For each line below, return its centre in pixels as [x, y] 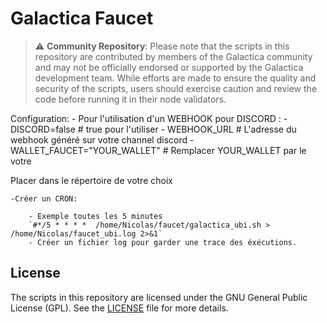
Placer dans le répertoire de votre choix [91, 180]
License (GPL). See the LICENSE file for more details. [119, 308]
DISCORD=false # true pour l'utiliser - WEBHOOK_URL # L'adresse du [153, 129]
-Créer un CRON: [44, 198]
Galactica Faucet [82, 18]
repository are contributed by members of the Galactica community [173, 56]
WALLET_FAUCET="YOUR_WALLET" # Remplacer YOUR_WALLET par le [158, 150]
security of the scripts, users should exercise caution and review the [176, 88]
